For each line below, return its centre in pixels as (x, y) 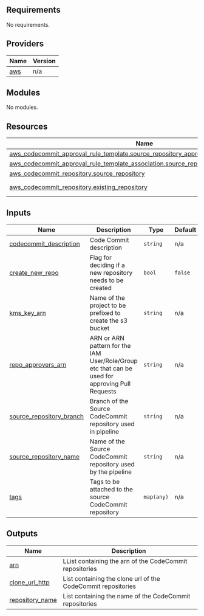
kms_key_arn (28, 313)
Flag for (101, 258)
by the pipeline (111, 472)
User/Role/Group (114, 361)
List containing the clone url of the (111, 578)
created (101, 288)
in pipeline (104, 432)
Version (44, 61)
